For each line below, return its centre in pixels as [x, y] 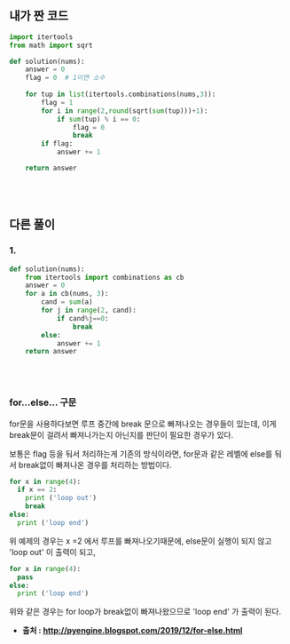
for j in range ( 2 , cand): [89, 310]
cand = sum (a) [67, 302]
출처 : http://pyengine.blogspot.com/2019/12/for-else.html [132, 631]
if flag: [57, 144]
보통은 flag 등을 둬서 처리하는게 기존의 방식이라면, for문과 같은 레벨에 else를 [141, 453]
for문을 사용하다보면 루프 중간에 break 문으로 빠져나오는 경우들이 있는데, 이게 [143, 424]
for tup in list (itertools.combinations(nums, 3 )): [121, 95]
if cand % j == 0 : [82, 318]
